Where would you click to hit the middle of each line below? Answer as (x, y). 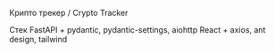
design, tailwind (38, 39)
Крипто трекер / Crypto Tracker (69, 13)
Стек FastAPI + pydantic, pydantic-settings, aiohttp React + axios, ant (137, 30)
